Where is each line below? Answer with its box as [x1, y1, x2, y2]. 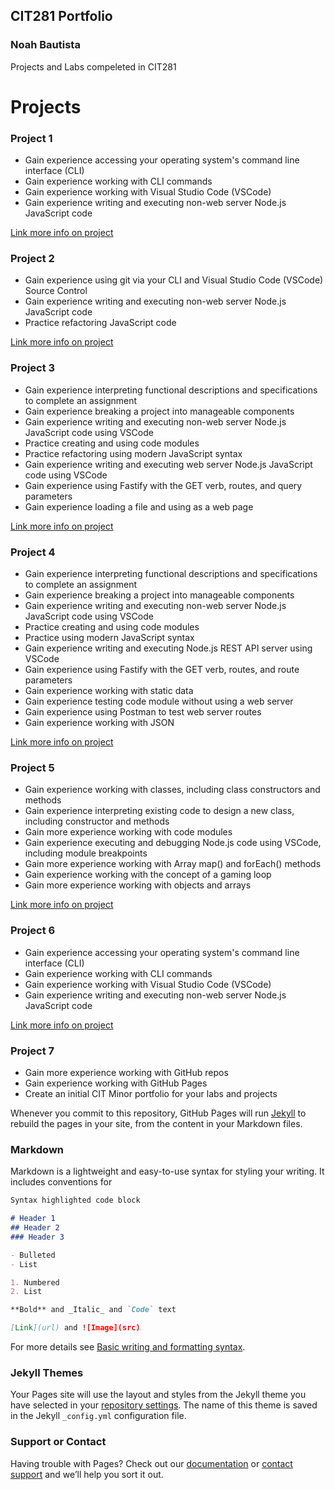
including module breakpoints [24, 847, 148, 859]
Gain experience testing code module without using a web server [24, 695, 294, 708]
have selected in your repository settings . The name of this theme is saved [10, 1399, 318, 1411]
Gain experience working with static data [24, 685, 194, 697]
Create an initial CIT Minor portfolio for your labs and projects [24, 1087, 278, 1099]
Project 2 [10, 252, 55, 266]
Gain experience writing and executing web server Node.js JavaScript [24, 458, 313, 470]
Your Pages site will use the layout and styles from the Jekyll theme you [10, 1389, 307, 1401]
